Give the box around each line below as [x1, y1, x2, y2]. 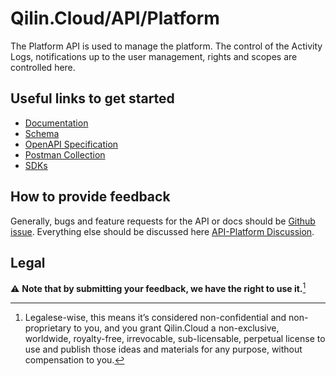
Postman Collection [24, 148, 106, 161]
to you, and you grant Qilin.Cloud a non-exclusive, [73, 322, 280, 334]
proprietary [24, 322, 72, 334]
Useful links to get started [10, 90, 175, 107]
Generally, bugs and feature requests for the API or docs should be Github [10, 215, 316, 227]
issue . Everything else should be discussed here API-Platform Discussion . [10, 225, 315, 237]
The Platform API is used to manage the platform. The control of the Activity [10, 40, 323, 52]
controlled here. [10, 61, 76, 73]
